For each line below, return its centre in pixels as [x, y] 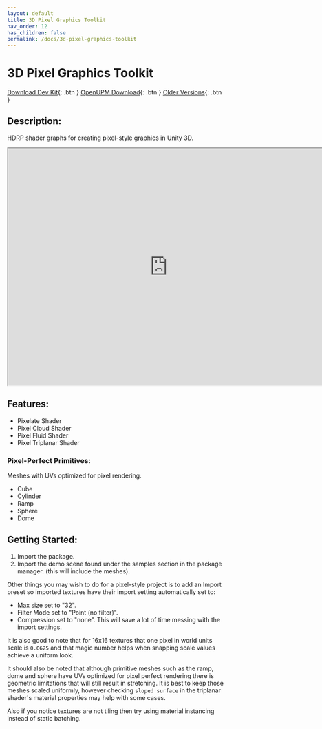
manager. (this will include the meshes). [74, 571]
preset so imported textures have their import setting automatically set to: [111, 592]
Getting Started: [42, 540]
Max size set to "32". [47, 605]
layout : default [30, 13]
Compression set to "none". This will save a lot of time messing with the [119, 619]
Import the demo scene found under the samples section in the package [119, 564]
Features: [28, 404]
